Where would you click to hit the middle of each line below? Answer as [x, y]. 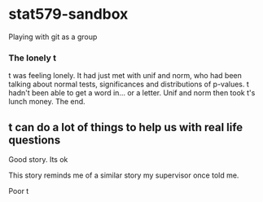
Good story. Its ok [38, 160]
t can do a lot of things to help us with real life [126, 127]
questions [35, 140]
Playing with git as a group [53, 37]
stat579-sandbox [68, 14]
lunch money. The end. [47, 102]
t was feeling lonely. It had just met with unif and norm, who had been [125, 76]
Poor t [19, 191]
